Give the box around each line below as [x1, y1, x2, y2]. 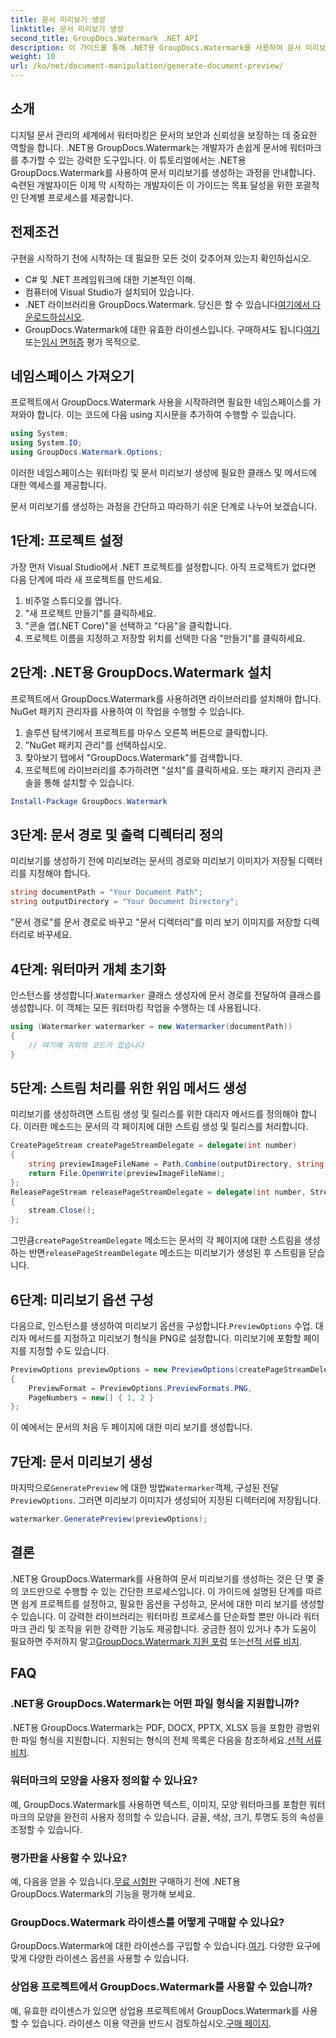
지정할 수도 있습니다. [28, 1344, 110, 1356]
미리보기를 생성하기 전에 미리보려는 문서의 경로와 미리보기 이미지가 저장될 [10, 855, 297, 867]
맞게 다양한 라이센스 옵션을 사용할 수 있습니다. [10, 1952, 190, 1965]
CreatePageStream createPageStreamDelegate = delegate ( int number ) [10, 1141, 298, 1151]
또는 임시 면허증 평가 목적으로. [24, 336, 141, 348]
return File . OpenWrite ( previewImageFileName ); [28, 1168, 226, 1178]
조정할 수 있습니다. [10, 1823, 83, 1835]
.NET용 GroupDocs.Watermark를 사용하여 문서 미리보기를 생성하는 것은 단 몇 [10, 1572, 314, 1585]
